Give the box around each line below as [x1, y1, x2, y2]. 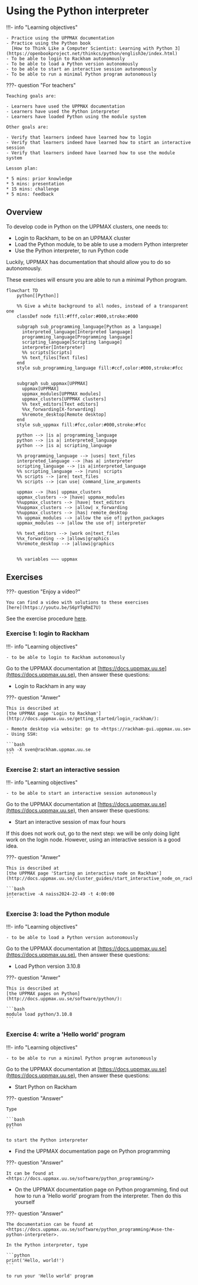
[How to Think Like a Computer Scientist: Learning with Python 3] [11, 45, 181, 51]
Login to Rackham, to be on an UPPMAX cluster [14, 234, 131, 242]
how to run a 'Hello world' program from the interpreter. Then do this [14, 1192, 181, 1199]
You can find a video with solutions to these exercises [6, 599, 149, 605]
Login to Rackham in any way [14, 682, 87, 689]
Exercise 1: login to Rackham [6, 630, 90, 638]
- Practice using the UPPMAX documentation [6, 35, 115, 41]
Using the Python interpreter [6, 4, 149, 18]
